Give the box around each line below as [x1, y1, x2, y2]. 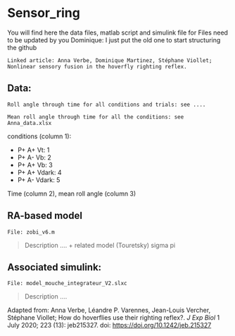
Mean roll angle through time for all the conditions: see [7, 113, 184, 121]
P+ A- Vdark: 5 [17, 175, 61, 184]
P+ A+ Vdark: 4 [17, 168, 62, 176]
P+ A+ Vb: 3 [17, 160, 53, 169]
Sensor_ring [7, 5, 81, 21]
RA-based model [7, 210, 83, 222]
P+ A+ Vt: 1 [17, 145, 50, 154]
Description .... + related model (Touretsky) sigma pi [24, 241, 176, 249]
